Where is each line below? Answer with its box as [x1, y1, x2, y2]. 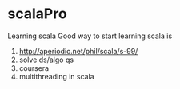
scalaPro [7, 5, 67, 23]
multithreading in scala [18, 72, 94, 81]
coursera [18, 63, 50, 72]
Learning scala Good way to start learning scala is [7, 31, 173, 41]
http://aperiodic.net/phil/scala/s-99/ [18, 46, 138, 56]
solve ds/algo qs [18, 55, 74, 64]
